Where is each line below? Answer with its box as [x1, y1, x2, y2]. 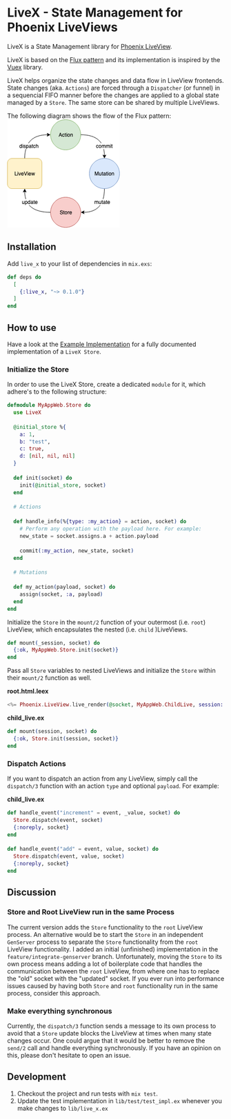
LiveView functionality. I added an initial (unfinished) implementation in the [7, 945, 219, 953]
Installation [7, 241, 57, 253]
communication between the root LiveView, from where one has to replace [7, 967, 219, 975]
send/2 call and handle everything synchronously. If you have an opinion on [7, 1043, 221, 1052]
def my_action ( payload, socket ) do [13, 584, 116, 591]
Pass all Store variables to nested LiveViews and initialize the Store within [7, 667, 216, 675]
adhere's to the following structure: [7, 387, 107, 396]
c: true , [19, 445, 45, 452]
